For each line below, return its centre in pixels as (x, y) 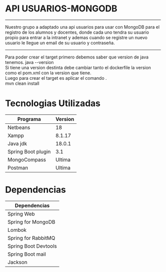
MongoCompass (27, 160)
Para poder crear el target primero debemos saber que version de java (77, 57)
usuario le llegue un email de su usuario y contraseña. (60, 43)
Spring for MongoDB (31, 222)
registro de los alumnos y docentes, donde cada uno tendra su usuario (77, 32)
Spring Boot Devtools (32, 246)
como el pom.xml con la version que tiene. (48, 73)
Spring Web (21, 214)
